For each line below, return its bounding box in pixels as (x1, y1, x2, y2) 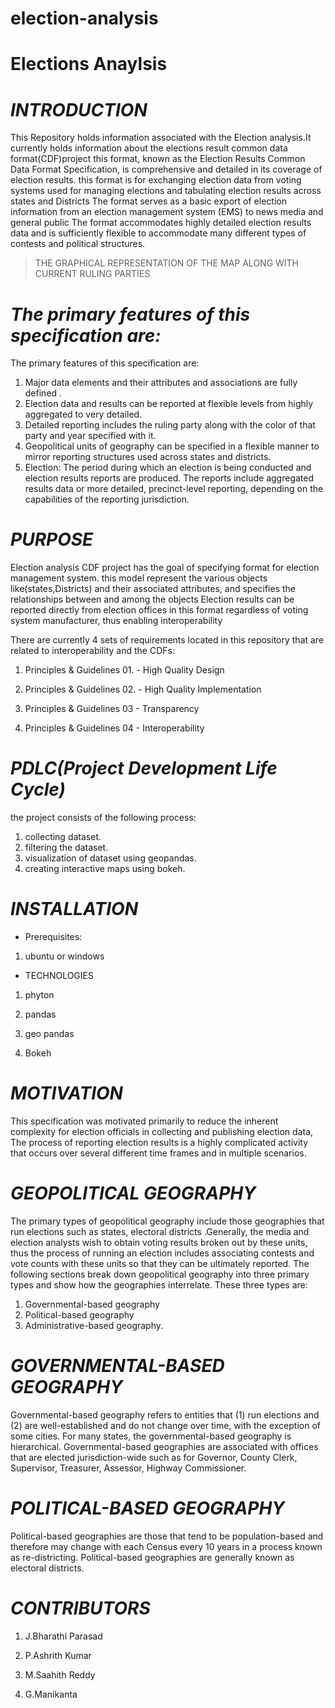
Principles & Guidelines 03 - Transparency (24, 703, 200, 715)
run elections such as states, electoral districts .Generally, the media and (10, 1225, 310, 1237)
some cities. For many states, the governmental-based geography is (10, 1430, 292, 1442)
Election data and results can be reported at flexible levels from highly (24, 398, 314, 410)
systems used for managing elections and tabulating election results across (10, 185, 322, 197)
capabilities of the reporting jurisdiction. (24, 493, 190, 506)
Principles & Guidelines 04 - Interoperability (24, 722, 205, 734)
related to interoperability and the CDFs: (10, 645, 175, 657)
